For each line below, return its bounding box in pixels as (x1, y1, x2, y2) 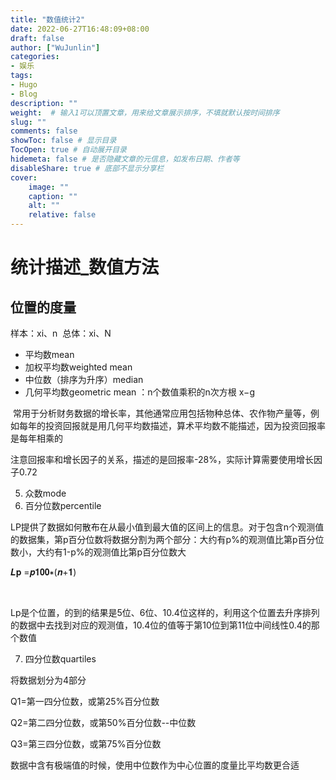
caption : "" (28, 191, 78, 201)
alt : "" (28, 201, 60, 211)
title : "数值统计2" (10, 14, 86, 25)
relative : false (28, 210, 97, 220)
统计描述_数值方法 (10, 256, 160, 279)
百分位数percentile (24, 500, 102, 511)
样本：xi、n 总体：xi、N (10, 327, 112, 339)
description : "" (10, 98, 78, 108)
